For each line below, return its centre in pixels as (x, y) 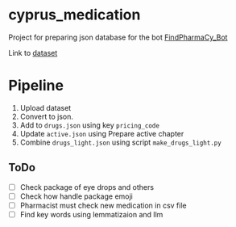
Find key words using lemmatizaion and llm (91, 214)
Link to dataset (33, 53)
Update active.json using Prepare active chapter (102, 133)
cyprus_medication (75, 15)
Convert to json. (47, 116)
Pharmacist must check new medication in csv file (103, 205)
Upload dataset (46, 107)
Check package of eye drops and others (87, 187)
